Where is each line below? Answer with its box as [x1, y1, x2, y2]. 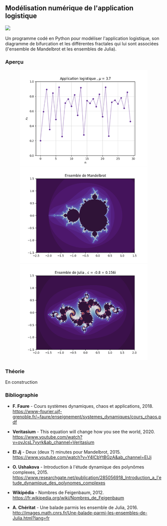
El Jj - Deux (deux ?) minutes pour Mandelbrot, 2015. [12, 449, 121, 455]
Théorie [5, 368, 25, 375]
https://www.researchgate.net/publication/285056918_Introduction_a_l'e [12, 474, 162, 481]
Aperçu [5, 58, 24, 65]
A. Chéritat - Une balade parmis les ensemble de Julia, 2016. [12, 504, 138, 511]
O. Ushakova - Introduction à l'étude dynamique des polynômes [12, 464, 145, 470]
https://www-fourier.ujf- [12, 408, 62, 414]
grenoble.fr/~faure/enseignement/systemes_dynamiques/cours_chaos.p [12, 414, 162, 420]
